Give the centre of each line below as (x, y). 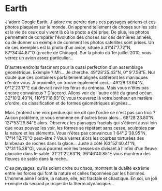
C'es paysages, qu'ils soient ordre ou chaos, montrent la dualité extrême (77, 168)
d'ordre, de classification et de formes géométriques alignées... (68, 103)
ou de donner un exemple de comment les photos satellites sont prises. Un (80, 42)
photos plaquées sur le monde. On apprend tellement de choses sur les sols (81, 27)
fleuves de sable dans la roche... (37, 159)
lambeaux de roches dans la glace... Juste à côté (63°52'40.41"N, (71, 143)
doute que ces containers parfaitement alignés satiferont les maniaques (77, 77)
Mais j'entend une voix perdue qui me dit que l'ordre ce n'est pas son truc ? (80, 112)
